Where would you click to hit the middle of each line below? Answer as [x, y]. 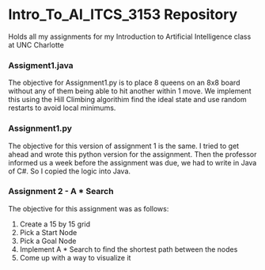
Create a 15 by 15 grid [55, 224]
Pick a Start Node [48, 232]
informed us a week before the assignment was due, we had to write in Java [132, 162]
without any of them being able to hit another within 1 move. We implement [130, 91]
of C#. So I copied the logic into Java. [70, 171]
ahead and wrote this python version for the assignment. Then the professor [132, 154]
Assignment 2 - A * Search [61, 192]
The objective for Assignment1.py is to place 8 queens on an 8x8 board [124, 83]
